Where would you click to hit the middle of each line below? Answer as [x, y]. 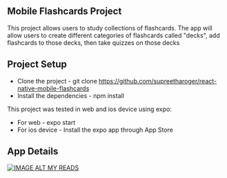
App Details [33, 151]
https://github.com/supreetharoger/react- [158, 81]
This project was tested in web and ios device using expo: [90, 109]
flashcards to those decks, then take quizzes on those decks [93, 42]
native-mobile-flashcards [53, 88]
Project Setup [37, 65]
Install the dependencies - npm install [70, 95]
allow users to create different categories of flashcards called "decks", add [113, 35]
